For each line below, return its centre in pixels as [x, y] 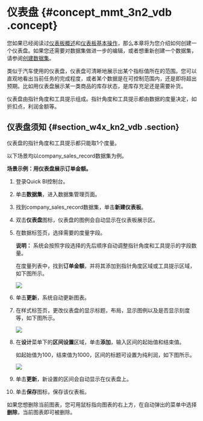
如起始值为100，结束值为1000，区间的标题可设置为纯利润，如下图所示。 [105, 355]
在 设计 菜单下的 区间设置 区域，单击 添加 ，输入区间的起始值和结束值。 [100, 342]
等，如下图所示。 [37, 318]
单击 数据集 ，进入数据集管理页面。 [58, 194]
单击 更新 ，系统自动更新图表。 [52, 297]
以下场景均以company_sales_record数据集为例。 [67, 156]
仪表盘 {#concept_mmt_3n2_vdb [89, 12]
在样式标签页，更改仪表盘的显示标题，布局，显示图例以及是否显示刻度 [103, 310]
